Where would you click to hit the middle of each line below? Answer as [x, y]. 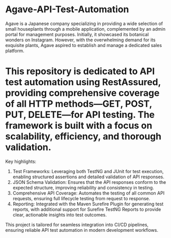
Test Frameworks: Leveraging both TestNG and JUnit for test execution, [88, 171]
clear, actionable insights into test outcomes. [60, 215]
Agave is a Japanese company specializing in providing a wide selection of [84, 23]
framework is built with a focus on [79, 126]
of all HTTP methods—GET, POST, [79, 104]
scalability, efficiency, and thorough [83, 137]
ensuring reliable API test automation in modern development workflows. [82, 230]
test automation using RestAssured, [83, 82]
